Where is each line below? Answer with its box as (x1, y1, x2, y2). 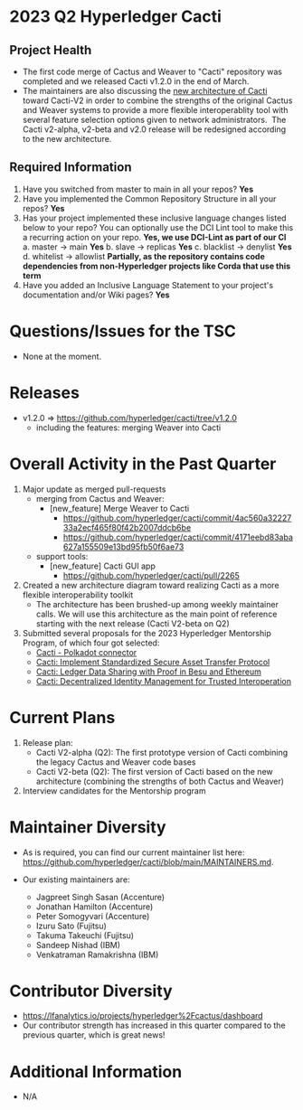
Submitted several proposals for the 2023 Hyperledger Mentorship (22, 627, 271, 638)
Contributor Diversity (9, 981, 174, 1001)
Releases (9, 382, 80, 403)
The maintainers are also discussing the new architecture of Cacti (22, 86, 268, 96)
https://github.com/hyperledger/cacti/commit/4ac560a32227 (62, 513, 292, 523)
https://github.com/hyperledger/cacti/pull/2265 (62, 569, 240, 580)
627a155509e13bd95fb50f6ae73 (62, 541, 185, 552)
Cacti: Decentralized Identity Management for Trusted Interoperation (35, 675, 292, 686)
